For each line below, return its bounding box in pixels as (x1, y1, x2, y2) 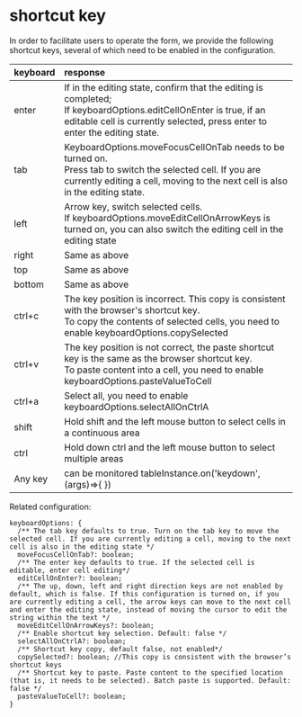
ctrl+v (13, 357, 39, 370)
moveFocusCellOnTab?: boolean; (17, 550, 135, 559)
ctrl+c (13, 309, 40, 322)
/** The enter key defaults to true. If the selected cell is (17, 558, 255, 567)
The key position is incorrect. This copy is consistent (64, 292, 286, 305)
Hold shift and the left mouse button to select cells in (64, 415, 286, 427)
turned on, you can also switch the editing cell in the (64, 222, 284, 235)
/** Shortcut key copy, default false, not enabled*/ (17, 644, 223, 653)
